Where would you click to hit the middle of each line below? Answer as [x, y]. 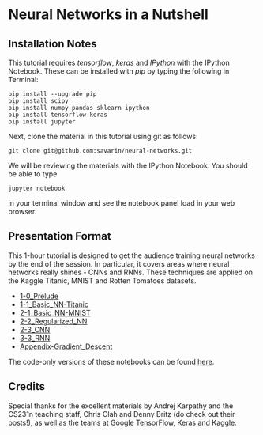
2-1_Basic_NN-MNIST [55, 312]
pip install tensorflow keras [58, 115]
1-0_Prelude [39, 296]
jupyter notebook [37, 188]
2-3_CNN [35, 329]
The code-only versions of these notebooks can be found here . [111, 361]
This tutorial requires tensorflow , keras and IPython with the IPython [119, 62]
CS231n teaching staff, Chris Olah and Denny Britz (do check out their [122, 414]
